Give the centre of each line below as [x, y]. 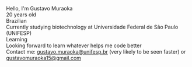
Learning [17, 39]
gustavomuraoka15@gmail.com [44, 58]
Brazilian [17, 21]
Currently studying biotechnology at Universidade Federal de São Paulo [92, 27]
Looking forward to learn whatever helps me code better [74, 45]
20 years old [21, 15]
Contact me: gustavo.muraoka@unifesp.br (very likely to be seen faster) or [96, 52]
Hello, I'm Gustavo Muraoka [39, 8]
